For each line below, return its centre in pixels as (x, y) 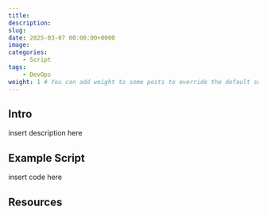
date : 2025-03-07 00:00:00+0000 (62, 38)
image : (19, 45)
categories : (28, 52)
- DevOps (37, 75)
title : (19, 15)
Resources (35, 202)
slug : (17, 30)
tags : (17, 67)
